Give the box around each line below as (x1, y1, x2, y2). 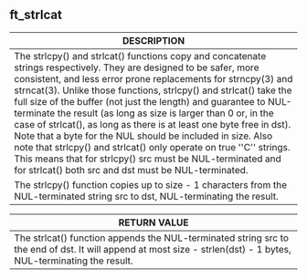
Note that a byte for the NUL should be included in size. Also (14, 129, 273, 142)
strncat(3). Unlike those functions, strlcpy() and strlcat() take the (14, 84, 292, 97)
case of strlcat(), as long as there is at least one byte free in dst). (14, 118, 291, 130)
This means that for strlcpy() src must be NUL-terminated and (14, 152, 281, 165)
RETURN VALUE (118, 216, 189, 229)
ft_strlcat (9, 7, 62, 23)
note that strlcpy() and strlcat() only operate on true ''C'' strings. (14, 140, 291, 153)
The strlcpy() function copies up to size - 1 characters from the (14, 178, 288, 191)
